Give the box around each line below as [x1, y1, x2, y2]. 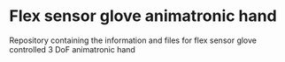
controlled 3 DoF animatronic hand [9, 44, 135, 54]
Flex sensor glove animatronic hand [9, 6, 277, 26]
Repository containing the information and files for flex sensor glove [9, 35, 257, 45]
